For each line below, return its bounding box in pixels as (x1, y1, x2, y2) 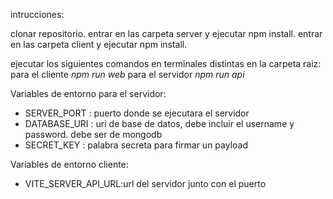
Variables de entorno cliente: (10, 159, 129, 170)
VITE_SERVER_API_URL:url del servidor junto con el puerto (24, 178, 267, 189)
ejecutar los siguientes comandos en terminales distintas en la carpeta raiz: (10, 58, 322, 69)
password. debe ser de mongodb (24, 129, 163, 140)
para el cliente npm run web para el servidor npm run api (10, 69, 245, 80)
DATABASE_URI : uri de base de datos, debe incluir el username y (24, 118, 295, 129)
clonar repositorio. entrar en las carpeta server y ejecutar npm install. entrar (10, 28, 323, 39)
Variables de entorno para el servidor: (10, 88, 167, 99)
